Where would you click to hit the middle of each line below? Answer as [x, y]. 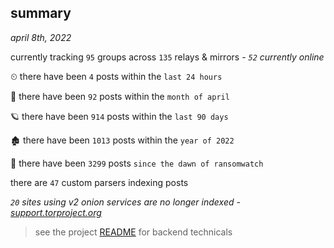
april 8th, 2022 [41, 37]
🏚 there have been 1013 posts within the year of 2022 [122, 140]
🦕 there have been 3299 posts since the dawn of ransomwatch [137, 163]
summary [41, 13]
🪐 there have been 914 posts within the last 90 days [119, 116]
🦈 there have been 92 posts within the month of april [120, 96]
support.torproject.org [56, 212]
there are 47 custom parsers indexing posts [99, 182]
